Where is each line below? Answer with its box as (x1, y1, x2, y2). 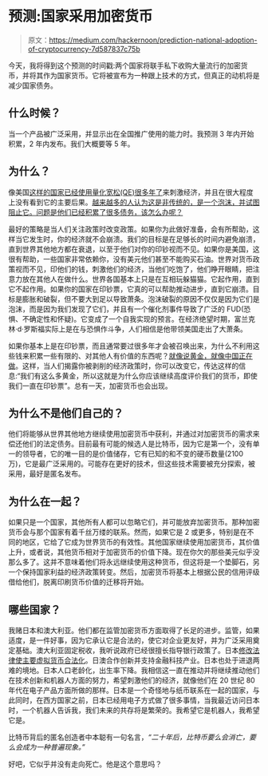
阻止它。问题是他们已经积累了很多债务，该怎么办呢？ (8, 207, 183, 216)
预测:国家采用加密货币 (8, 7, 153, 26)
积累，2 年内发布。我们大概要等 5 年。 (8, 139, 135, 148)
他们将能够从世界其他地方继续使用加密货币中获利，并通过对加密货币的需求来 (8, 429, 260, 439)
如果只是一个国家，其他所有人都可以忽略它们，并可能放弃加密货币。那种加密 (8, 517, 260, 527)
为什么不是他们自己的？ (8, 406, 124, 420)
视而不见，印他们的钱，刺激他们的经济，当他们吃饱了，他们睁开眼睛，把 (14, 264, 253, 274)
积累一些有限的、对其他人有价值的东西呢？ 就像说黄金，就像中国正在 (29, 350, 253, 360)
